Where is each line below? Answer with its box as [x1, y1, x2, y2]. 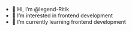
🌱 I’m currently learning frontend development [11, 18, 126, 25]
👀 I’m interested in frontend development [11, 12, 113, 19]
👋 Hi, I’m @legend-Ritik [11, 6, 70, 13]
